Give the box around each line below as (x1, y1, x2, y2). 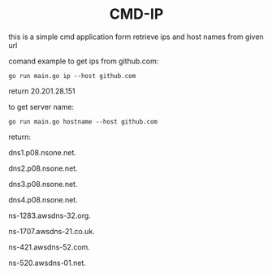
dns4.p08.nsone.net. (8, 194, 79, 204)
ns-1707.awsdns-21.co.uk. (8, 226, 95, 236)
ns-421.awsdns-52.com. (8, 241, 91, 252)
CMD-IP (109, 5, 164, 24)
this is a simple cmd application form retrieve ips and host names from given (8, 32, 264, 41)
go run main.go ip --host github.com (8, 72, 136, 80)
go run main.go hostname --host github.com (8, 117, 158, 126)
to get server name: (8, 102, 75, 111)
